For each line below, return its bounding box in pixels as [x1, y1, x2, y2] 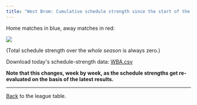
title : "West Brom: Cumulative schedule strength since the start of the [6, 8, 191, 15]
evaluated [6, 75, 31, 82]
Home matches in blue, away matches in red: [6, 24, 115, 32]
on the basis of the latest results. [32, 75, 114, 82]
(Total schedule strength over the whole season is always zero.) [6, 47, 161, 54]
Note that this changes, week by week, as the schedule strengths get [6, 69, 178, 76]
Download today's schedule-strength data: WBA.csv [6, 58, 133, 65]
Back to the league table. [6, 92, 66, 99]
